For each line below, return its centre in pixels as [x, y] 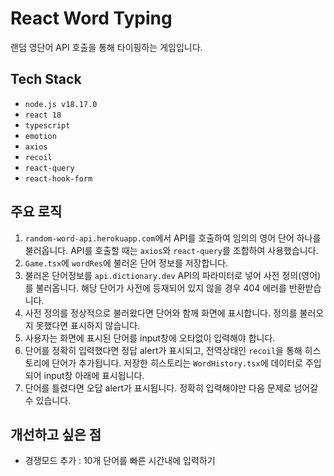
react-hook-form [58, 178]
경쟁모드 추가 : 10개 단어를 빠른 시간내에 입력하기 [120, 461]
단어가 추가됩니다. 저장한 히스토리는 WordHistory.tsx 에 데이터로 [177, 363]
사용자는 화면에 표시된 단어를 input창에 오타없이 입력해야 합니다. [150, 338]
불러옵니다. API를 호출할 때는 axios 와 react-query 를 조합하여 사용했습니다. [171, 250]
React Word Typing [91, 18]
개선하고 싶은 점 [56, 434]
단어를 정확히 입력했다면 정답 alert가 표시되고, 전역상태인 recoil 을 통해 [163, 350]
